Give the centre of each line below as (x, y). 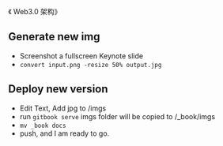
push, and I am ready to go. (64, 133)
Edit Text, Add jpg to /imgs (63, 108)
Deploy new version (58, 89)
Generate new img (54, 37)
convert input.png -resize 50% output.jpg (91, 65)
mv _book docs (43, 125)
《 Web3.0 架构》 (35, 11)
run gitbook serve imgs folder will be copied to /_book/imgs (117, 116)
